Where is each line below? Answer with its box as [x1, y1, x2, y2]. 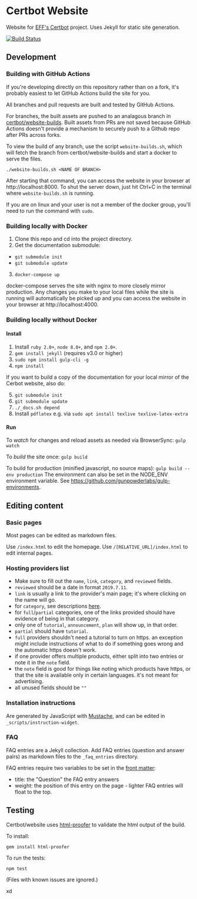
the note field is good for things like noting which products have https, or [14, 665, 191, 672]
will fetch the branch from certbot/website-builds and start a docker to [6, 149, 178, 156]
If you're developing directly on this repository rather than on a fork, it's [6, 83, 179, 90]
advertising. [14, 678, 44, 685]
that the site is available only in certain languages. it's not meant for [14, 671, 179, 679]
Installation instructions [6, 699, 76, 707]
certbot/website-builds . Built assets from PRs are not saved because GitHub [6, 119, 191, 126]
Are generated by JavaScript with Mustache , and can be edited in [6, 712, 165, 719]
